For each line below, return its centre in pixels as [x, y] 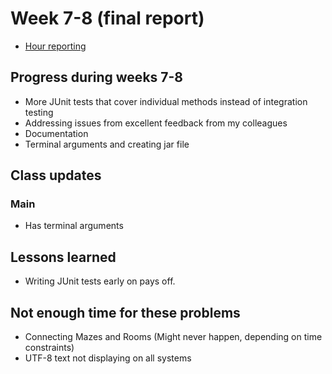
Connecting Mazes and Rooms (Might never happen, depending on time [173, 337]
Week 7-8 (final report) [107, 18]
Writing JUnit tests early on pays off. [100, 281]
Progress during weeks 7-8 [97, 77]
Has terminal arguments [74, 226]
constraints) [49, 348]
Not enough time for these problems [125, 312]
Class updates [56, 175]
